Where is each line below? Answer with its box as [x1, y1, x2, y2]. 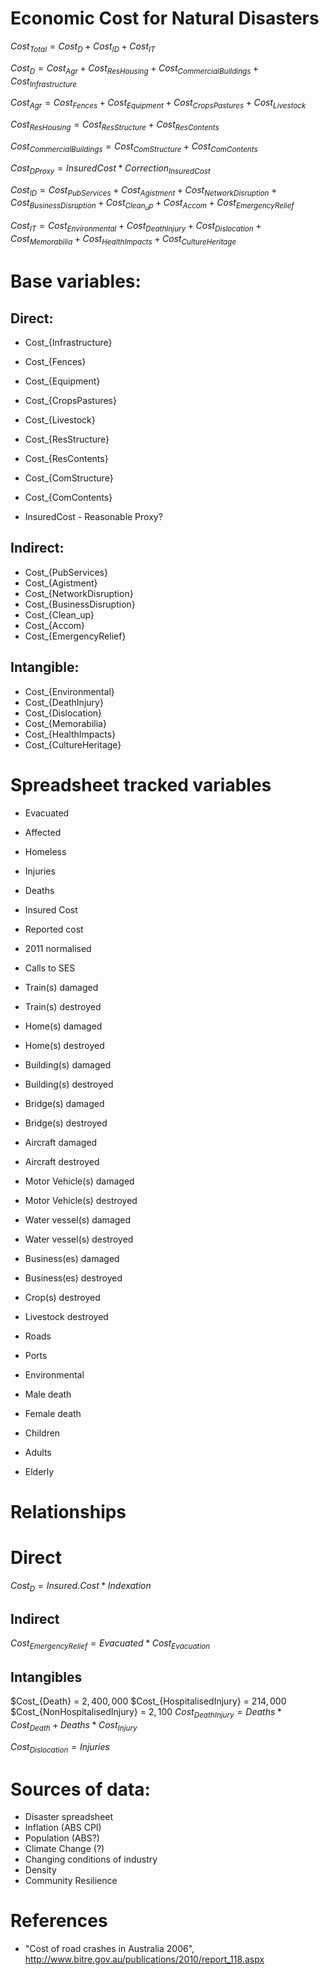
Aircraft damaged [24, 1136, 98, 1148]
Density [24, 1864, 57, 1876]
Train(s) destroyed [24, 1000, 102, 1012]
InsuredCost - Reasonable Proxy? [24, 511, 163, 523]
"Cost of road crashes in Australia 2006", [24, 1943, 195, 1955]
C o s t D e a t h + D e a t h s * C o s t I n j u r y [10, 1718, 138, 1733]
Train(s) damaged [24, 981, 99, 993]
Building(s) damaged [24, 1058, 112, 1071]
